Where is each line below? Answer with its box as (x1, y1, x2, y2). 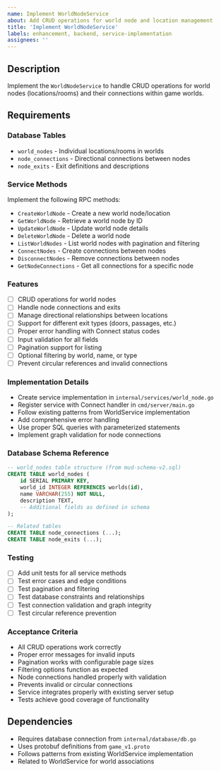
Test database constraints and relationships (17, 592, 145, 601)
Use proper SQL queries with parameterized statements (17, 423, 180, 431)
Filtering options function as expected (17, 665, 129, 674)
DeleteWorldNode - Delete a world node (17, 231, 131, 240)
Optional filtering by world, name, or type (17, 351, 138, 359)
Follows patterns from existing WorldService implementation (17, 749, 193, 758)
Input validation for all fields (17, 335, 99, 343)
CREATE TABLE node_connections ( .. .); (7, 530, 121, 537)
